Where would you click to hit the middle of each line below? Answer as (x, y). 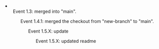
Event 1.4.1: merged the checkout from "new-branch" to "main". (87, 21)
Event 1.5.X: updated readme (66, 41)
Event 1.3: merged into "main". (44, 11)
